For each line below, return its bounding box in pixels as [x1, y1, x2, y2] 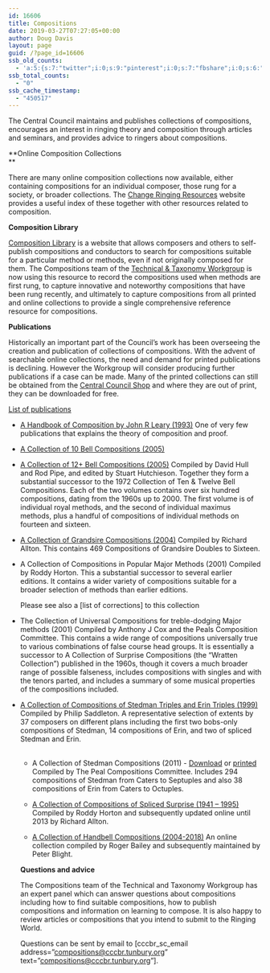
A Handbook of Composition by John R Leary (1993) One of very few [19, 420, 249, 430]
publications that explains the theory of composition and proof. [19, 429, 229, 438]
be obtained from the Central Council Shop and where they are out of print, [8, 380, 257, 390]
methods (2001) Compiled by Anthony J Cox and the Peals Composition [19, 625, 258, 634]
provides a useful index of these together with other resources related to [8, 199, 249, 208]
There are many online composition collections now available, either [8, 173, 234, 183]
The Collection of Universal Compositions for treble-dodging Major [19, 616, 242, 626]
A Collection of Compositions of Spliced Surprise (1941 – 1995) [31, 799, 239, 809]
